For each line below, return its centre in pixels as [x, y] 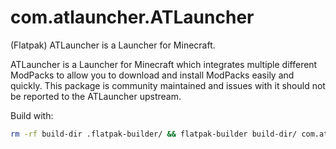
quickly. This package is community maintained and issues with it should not [168, 85]
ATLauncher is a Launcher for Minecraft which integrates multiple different [164, 64]
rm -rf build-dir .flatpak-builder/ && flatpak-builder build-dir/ [154, 134]
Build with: [32, 115]
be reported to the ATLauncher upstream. [96, 96]
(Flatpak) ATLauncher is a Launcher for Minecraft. [113, 45]
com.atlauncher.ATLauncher [132, 17]
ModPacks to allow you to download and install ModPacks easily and [152, 75]
